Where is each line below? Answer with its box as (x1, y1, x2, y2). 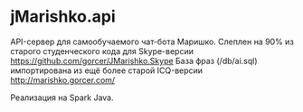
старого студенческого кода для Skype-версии (10, 45, 194, 56)
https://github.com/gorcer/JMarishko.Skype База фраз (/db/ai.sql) (10, 55, 258, 66)
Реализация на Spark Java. (10, 92, 114, 103)
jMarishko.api (10, 6, 116, 27)
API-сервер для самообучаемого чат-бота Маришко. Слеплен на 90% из (10, 36, 295, 47)
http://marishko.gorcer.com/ (10, 74, 116, 85)
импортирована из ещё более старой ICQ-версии (10, 65, 203, 76)
